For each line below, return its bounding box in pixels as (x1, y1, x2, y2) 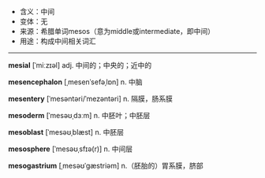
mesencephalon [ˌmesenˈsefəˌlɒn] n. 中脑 (8, 77, 144, 87)
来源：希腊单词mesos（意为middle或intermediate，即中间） (19, 27, 215, 35)
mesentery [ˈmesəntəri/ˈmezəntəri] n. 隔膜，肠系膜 (8, 94, 174, 103)
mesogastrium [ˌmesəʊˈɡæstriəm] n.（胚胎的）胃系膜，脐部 (8, 161, 203, 170)
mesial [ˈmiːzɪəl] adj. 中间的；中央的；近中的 (8, 61, 152, 69)
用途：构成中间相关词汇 (19, 36, 96, 46)
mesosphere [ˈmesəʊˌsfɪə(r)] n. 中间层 (8, 144, 133, 154)
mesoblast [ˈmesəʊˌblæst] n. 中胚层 (8, 128, 125, 136)
